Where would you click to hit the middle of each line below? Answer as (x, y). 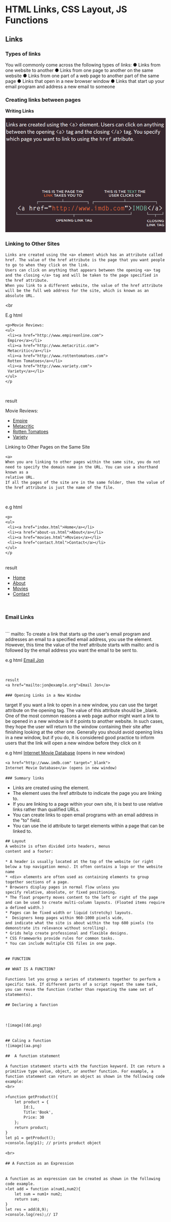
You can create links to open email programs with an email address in (85, 815)
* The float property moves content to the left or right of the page (82, 897)
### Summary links (25, 778)
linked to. (22, 831)
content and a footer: (29, 851)
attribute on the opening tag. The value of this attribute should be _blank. (82, 710)
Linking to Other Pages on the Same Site (48, 447)
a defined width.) (25, 907)
